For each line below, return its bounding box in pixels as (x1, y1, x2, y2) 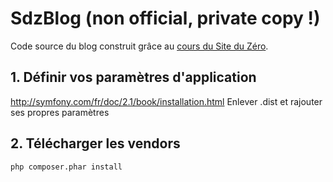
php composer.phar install (10, 162, 123, 172)
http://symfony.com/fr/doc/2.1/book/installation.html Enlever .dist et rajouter (10, 95, 323, 107)
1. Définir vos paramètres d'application (10, 69, 257, 86)
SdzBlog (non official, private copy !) (10, 7, 321, 30)
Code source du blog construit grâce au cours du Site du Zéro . (10, 40, 269, 52)
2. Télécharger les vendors (10, 135, 181, 152)
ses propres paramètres (10, 106, 110, 118)
